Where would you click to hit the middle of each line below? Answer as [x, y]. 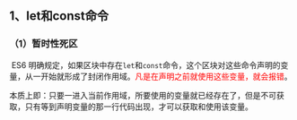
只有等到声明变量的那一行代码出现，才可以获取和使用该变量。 [139, 107]
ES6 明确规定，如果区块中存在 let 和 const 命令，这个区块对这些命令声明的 [146, 64]
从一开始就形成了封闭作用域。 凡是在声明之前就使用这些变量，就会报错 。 [158, 76]
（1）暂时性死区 [44, 44]
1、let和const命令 [59, 16]
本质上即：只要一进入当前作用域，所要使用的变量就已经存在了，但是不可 [143, 95]
